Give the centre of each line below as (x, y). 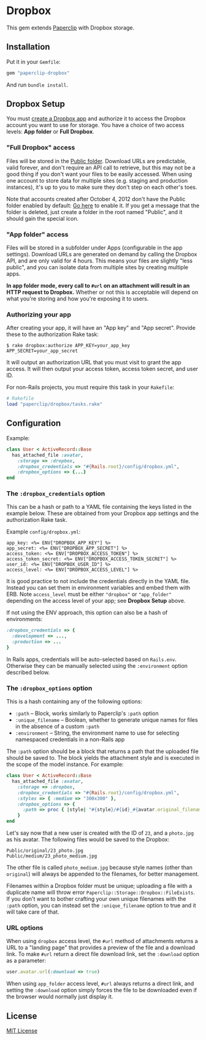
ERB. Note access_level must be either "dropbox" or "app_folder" (89, 594)
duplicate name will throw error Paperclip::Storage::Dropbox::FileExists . (101, 892)
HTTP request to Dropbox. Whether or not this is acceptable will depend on (102, 292)
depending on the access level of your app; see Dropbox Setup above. (96, 601)
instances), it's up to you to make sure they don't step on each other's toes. (102, 187)
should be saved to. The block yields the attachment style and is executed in (103, 758)
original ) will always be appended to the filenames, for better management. (103, 874)
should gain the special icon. (43, 218)
